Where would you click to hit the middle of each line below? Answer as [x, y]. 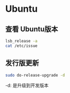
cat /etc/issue [21, 46]
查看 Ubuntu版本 [32, 29]
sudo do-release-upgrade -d [35, 75]
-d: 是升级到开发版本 [27, 85]
